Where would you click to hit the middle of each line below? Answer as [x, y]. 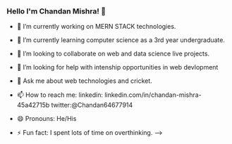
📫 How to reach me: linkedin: [60, 95]
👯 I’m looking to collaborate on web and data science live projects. [113, 54]
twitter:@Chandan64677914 [92, 105]
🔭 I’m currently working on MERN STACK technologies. [96, 27]
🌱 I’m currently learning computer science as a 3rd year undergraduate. [121, 40]
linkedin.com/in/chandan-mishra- [153, 95]
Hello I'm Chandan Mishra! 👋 [56, 11]
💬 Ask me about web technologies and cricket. [84, 81]
